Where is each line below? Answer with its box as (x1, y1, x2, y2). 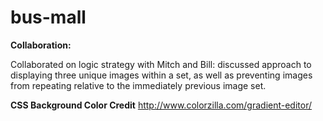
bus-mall (10, 6, 87, 29)
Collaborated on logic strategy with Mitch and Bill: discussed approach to (10, 58, 312, 70)
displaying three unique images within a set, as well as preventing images (10, 69, 313, 81)
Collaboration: (10, 39, 72, 51)
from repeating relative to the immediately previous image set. (10, 79, 267, 91)
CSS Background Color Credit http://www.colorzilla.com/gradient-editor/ (10, 99, 313, 111)
